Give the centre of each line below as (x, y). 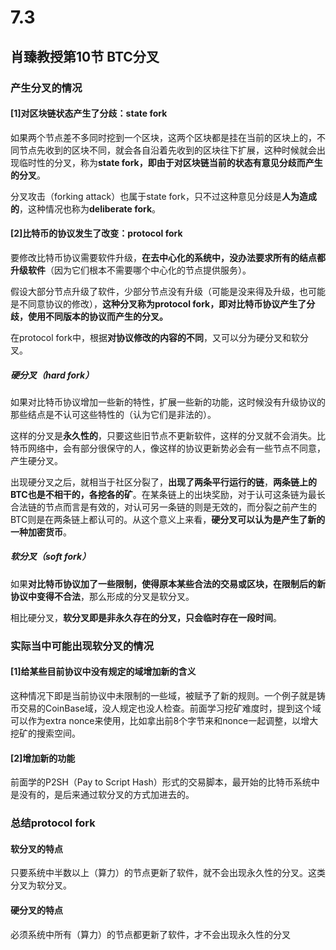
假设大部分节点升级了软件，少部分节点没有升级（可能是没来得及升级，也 (159, 291)
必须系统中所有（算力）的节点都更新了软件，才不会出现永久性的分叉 (150, 934)
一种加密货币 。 (41, 532)
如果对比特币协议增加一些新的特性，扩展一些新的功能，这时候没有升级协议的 (168, 402)
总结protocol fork (53, 823)
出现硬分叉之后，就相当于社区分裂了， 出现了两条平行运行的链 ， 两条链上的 (163, 482)
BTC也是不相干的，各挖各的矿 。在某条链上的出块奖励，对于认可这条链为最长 (168, 494)
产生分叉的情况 (46, 88)
